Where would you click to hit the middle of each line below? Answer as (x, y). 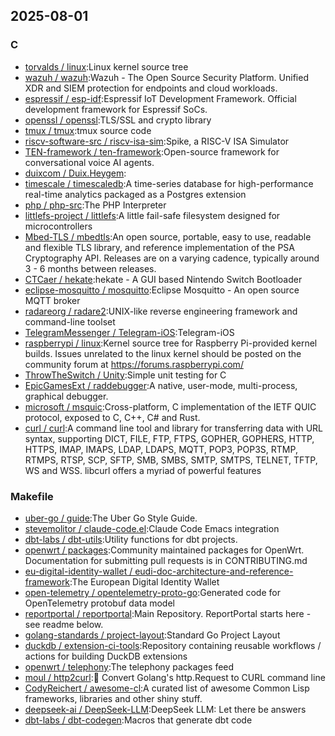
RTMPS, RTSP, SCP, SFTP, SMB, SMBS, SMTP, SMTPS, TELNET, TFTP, (171, 460)
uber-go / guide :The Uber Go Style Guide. (111, 518)
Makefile (32, 496)
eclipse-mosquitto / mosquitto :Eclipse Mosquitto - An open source (162, 290)
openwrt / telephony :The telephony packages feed (129, 666)
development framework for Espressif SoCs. (116, 109)
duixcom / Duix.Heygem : (75, 173)
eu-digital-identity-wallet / (78, 571)
